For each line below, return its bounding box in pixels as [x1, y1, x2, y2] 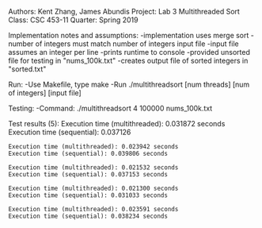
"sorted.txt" [8, 64, 47, 74]
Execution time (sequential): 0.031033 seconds [8, 191, 169, 199]
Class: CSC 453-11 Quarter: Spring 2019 [8, 15, 139, 25]
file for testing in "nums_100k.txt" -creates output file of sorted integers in [8, 56, 249, 65]
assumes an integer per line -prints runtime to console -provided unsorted [8, 48, 251, 56]
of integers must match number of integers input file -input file [35, 39, 239, 48]
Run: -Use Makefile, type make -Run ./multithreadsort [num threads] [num [8, 79, 250, 89]
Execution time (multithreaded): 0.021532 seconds [8, 164, 179, 172]
